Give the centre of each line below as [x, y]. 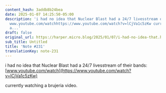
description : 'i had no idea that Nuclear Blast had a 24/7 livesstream [82, 19]
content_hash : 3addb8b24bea [34, 10]
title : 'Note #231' [25, 46]
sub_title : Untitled [26, 42]
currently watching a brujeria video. [41, 85]
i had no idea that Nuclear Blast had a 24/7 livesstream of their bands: [76, 65]
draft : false [19, 33]
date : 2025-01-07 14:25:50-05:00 [40, 14]
